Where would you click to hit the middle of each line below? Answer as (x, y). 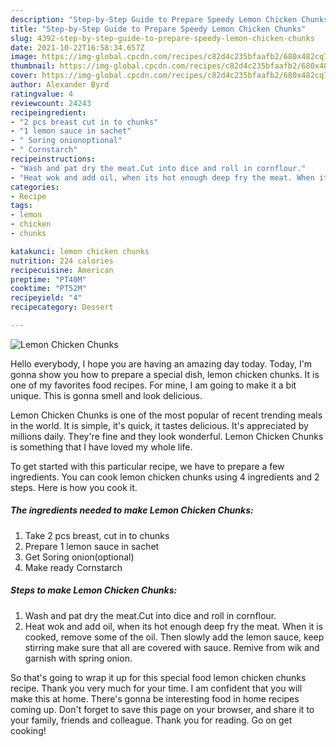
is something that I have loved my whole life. (101, 447)
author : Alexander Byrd (60, 85)
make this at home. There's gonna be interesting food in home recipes (155, 698)
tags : (21, 206)
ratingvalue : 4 (42, 94)
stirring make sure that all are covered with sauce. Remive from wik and (172, 647)
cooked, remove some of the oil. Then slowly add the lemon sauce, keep (174, 637)
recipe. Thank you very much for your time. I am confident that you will (156, 688)
